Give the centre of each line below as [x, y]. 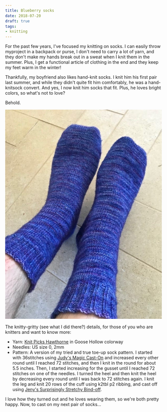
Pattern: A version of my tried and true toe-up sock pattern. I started [82, 352]
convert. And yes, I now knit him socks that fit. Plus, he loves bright [92, 88]
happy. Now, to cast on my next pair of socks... [53, 405]
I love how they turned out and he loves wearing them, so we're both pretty [82, 399]
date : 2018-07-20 [23, 16]
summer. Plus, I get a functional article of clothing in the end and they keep [82, 62]
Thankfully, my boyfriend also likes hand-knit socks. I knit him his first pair [81, 77]
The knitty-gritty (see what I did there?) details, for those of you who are [79, 327]
